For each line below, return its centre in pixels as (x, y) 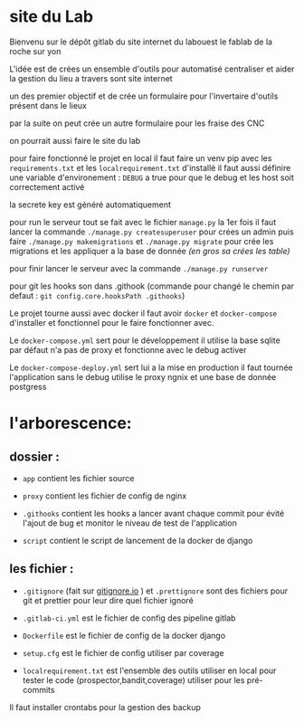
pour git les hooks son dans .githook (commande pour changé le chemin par (152, 286)
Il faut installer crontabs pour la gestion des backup (105, 707)
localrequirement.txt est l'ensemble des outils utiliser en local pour (149, 670)
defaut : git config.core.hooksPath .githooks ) (97, 295)
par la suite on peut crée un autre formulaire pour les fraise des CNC (137, 123)
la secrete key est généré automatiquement (90, 204)
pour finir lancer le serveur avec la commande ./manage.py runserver (139, 268)
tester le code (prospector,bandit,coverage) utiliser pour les (133, 679)
